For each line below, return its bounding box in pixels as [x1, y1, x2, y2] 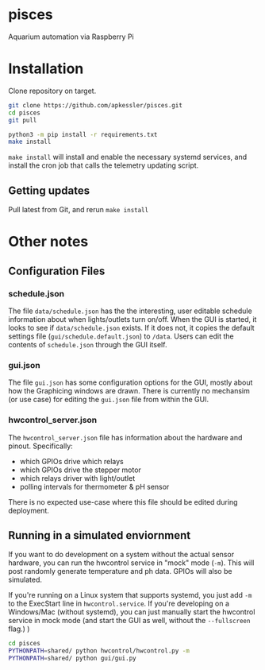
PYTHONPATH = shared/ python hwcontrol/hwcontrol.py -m [8, 647, 190, 655]
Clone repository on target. [8, 86, 97, 95]
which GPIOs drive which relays [19, 456, 125, 466]
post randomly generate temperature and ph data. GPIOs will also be [8, 567, 232, 576]
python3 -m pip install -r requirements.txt [8, 130, 158, 138]
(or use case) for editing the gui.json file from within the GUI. [8, 395, 209, 405]
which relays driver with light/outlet [19, 473, 136, 482]
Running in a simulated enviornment [8, 529, 191, 542]
